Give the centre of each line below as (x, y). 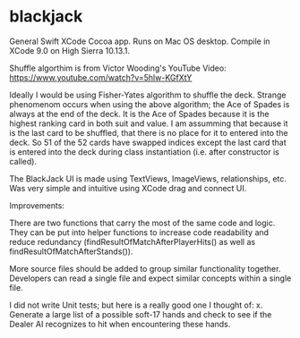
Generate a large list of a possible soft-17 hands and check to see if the (141, 314)
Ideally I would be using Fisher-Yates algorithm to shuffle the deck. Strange (148, 95)
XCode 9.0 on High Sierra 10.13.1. (70, 50)
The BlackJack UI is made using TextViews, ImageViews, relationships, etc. (148, 178)
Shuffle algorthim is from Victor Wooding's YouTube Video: (118, 68)
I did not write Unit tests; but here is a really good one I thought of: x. (136, 305)
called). (23, 161)
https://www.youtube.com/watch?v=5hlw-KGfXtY (101, 77)
